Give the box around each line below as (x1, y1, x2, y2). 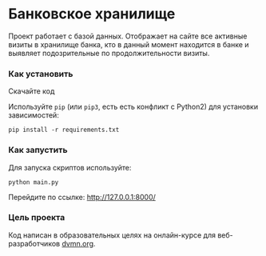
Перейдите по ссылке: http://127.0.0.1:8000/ (8, 192, 156, 202)
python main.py (8, 178, 59, 186)
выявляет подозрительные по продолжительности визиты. (8, 48, 210, 58)
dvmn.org (62, 238, 94, 248)
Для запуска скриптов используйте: (8, 162, 132, 172)
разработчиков (8, 238, 61, 248)
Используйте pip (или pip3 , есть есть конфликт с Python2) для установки (8, 102, 258, 112)
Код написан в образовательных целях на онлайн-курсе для (8, 230, 216, 240)
